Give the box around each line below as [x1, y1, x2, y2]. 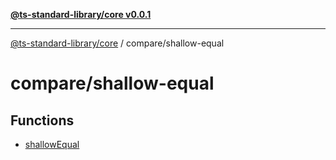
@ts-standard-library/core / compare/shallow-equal [10, 37, 225, 49]
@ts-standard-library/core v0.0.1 [10, 9, 152, 20]
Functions [10, 112, 75, 129]
